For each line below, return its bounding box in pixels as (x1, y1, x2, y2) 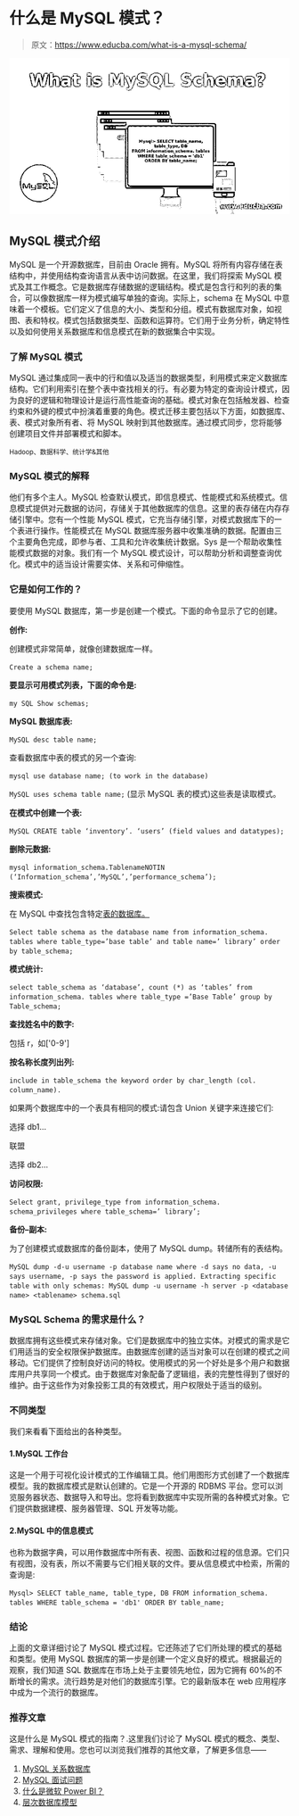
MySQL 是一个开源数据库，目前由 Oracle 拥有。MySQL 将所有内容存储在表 (9, 259, 283, 269)
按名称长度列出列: (9, 1057, 75, 1067)
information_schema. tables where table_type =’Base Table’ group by (9, 992, 273, 1001)
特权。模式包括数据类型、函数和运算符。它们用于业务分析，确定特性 (39, 314, 290, 326)
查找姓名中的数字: (9, 1018, 75, 1029)
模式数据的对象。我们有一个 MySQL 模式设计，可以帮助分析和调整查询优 (16, 548, 283, 559)
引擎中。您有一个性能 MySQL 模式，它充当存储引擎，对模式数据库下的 (16, 514, 275, 525)
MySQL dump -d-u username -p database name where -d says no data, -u (9, 1262, 277, 1272)
